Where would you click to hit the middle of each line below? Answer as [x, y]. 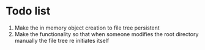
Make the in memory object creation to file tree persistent [87, 28]
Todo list [28, 11]
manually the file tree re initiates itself [62, 40]
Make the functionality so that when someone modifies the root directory [106, 34]
